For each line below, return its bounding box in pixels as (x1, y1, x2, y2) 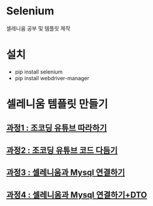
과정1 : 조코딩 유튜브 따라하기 (6, 123, 107, 133)
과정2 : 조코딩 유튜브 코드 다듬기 (6, 145, 118, 155)
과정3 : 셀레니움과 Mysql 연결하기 (6, 168, 125, 178)
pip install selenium (14, 68, 63, 75)
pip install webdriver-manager (14, 74, 90, 81)
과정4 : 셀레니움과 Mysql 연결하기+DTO (6, 190, 148, 200)
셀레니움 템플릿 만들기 (6, 98, 108, 111)
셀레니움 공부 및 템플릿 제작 (6, 25, 71, 32)
